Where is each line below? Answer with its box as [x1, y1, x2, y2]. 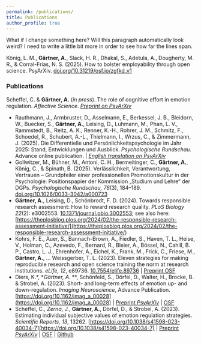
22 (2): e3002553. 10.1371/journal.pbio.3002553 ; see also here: [14, 210, 170, 217]
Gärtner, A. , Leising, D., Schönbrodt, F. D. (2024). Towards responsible [14, 196, 191, 204]
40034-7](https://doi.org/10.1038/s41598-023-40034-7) [14, 324, 155, 331]
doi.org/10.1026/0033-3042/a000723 [14, 190, 108, 198]
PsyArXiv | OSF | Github [14, 331, 74, 338]
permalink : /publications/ [6, 8, 74, 15]
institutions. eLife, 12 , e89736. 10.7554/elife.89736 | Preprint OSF [14, 267, 176, 274]
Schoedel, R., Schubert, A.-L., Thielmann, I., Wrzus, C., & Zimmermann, [14, 133, 191, 140]
